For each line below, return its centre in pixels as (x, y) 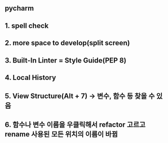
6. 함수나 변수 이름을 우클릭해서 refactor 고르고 (75, 124)
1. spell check (27, 26)
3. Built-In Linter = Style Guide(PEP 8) (66, 60)
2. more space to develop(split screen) (67, 43)
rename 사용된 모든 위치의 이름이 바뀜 (61, 134)
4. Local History (31, 78)
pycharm (19, 8)
